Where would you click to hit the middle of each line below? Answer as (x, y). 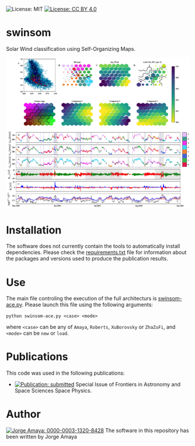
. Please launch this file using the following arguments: (88, 305)
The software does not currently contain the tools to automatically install (93, 246)
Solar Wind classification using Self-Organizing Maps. (71, 49)
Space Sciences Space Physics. (53, 391)
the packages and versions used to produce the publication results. (87, 259)
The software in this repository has (147, 431)
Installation (34, 230)
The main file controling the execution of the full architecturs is (81, 299)
